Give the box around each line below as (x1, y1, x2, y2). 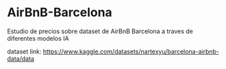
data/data (7, 54, 34, 62)
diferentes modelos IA (7, 34, 70, 42)
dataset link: (7, 47, 42, 55)
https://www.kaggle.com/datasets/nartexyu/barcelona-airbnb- (42, 47, 220, 55)
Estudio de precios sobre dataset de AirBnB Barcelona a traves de (7, 27, 194, 35)
